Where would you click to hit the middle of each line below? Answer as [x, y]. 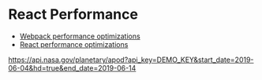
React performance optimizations [74, 44]
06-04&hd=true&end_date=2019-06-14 [72, 67]
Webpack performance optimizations [80, 36]
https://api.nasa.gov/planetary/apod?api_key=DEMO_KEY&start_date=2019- [131, 60]
